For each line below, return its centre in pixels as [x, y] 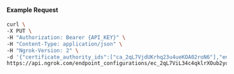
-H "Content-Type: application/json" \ [65, 44]
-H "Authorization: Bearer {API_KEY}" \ [66, 37]
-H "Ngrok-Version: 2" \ [43, 50]
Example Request [32, 10]
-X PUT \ [19, 31]
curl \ [16, 24]
